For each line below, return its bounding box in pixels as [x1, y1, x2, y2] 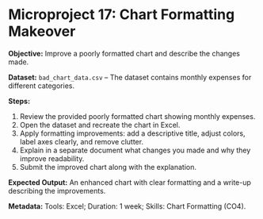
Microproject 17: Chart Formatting [8, 6, 235, 24]
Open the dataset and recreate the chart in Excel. [19, 120, 181, 129]
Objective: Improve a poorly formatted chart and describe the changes [8, 48, 240, 58]
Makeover [8, 22, 76, 40]
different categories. [8, 81, 75, 90]
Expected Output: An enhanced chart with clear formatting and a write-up [8, 177, 252, 187]
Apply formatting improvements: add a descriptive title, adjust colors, [19, 129, 246, 138]
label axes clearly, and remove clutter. [19, 136, 144, 146]
